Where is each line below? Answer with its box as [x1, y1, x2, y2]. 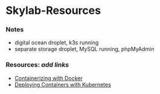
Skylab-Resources [5, 4, 101, 18]
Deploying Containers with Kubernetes [14, 81, 112, 88]
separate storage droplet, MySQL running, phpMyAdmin [14, 45, 155, 53]
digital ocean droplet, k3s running [14, 39, 99, 46]
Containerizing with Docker [14, 74, 83, 82]
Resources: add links [5, 61, 69, 69]
